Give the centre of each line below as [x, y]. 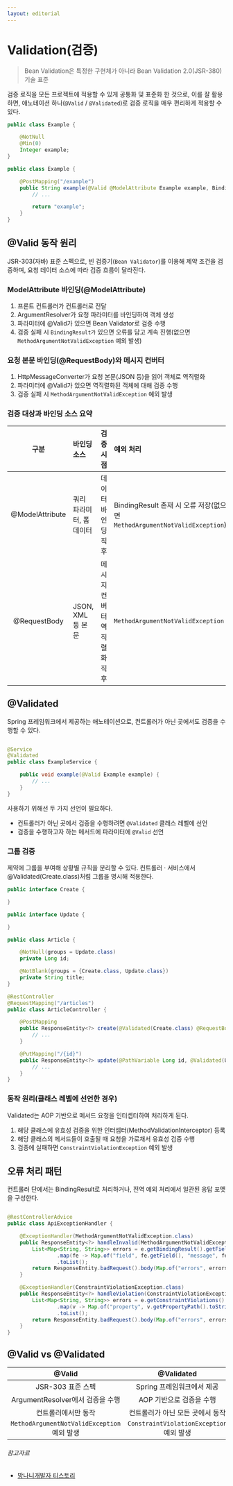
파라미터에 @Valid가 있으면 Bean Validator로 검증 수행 [92, 323]
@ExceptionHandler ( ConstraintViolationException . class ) [102, 1287]
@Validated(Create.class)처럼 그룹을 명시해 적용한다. [80, 876]
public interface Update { [46, 914]
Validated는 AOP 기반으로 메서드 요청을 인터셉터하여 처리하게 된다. [98, 1115]
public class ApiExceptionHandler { [60, 1224]
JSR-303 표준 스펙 [66, 1387]
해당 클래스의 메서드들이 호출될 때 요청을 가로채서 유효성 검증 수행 [106, 1138]
